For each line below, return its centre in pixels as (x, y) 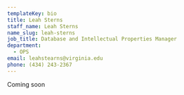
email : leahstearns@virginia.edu (55, 59)
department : (24, 45)
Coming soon (26, 84)
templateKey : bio (32, 13)
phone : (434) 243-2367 (40, 65)
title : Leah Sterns (35, 20)
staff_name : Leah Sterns (43, 26)
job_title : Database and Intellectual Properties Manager (92, 39)
